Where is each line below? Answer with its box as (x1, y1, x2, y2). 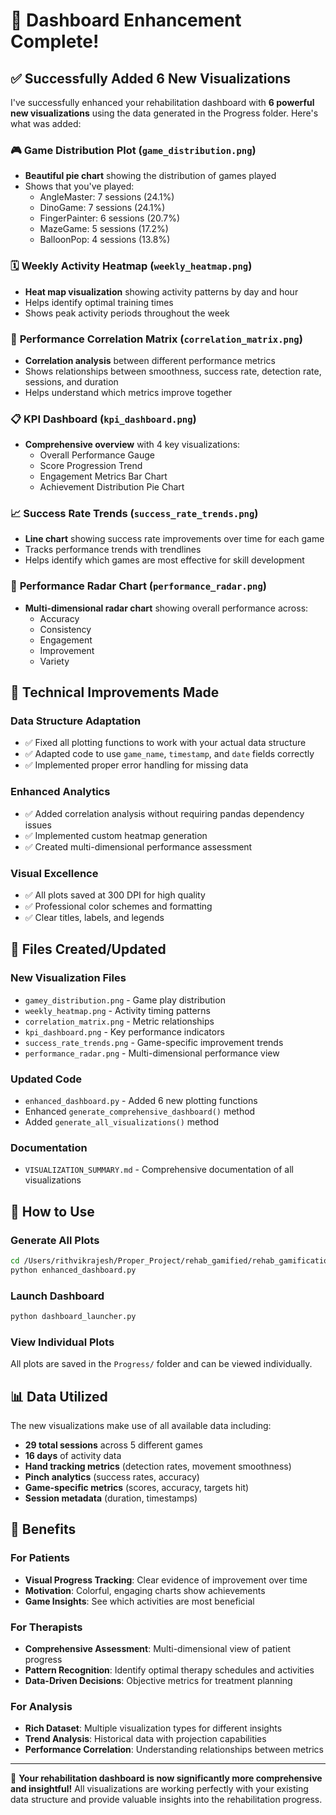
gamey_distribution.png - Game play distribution (24, 994, 226, 1006)
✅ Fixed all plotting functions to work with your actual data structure (24, 737, 307, 749)
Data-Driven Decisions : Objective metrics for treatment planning (24, 1675, 293, 1687)
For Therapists (10, 1620, 83, 1634)
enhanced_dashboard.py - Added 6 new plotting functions (24, 1095, 258, 1107)
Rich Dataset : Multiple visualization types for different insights (24, 1722, 283, 1734)
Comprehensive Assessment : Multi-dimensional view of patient (24, 1643, 292, 1655)
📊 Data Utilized (10, 1388, 108, 1405)
